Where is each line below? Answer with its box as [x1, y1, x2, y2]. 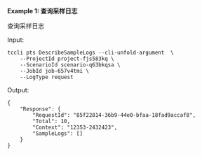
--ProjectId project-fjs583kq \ [20, 55, 114, 62]
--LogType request [20, 73, 74, 80]
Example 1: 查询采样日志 [7, 7, 78, 15]
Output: [7, 86, 29, 94]
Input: [7, 36, 25, 44]
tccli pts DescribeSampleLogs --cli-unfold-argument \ [7, 49, 174, 56]
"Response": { [20, 106, 61, 113]
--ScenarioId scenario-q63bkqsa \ [20, 62, 121, 69]
